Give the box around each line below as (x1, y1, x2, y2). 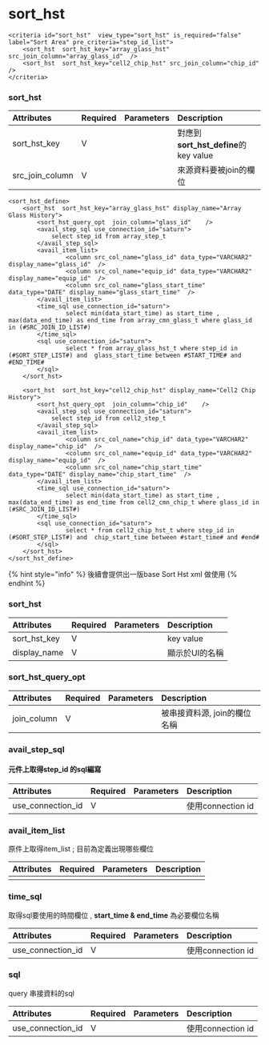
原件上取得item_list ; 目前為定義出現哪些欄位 (8, 844, 154, 854)
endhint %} (8, 579, 46, 588)
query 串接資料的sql (8, 988, 74, 998)
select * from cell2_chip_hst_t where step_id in (65, 527, 235, 535)
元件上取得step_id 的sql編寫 (8, 765, 102, 775)
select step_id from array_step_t (50, 233, 167, 241)
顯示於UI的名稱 (167, 647, 224, 659)
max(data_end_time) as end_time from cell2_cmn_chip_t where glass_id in (8, 498, 260, 506)
